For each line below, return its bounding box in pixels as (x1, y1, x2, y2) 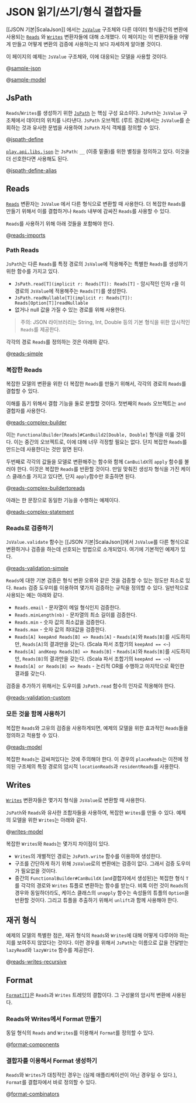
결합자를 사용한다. (6, 407, 47, 414)
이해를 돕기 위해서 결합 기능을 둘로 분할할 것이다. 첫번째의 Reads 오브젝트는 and (6, 400, 186, 407)
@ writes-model (6, 828, 44, 835)
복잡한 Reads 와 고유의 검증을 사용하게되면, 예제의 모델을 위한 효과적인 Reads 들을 (6, 724, 188, 731)
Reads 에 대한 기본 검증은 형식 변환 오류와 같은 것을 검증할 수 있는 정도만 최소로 (6, 577, 184, 584)
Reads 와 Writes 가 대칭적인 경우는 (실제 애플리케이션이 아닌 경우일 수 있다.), (6, 1071, 177, 1078)
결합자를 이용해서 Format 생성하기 (6, 1057, 98, 1065)
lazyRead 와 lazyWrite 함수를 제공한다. (6, 947, 95, 954)
